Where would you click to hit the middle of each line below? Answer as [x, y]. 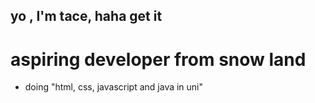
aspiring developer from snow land [158, 59]
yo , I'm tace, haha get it [86, 16]
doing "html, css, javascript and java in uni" [114, 87]
